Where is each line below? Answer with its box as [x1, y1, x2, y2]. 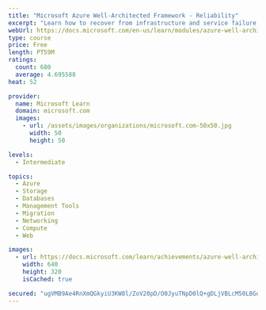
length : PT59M [8, 48, 55, 56]
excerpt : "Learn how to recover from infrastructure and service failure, [8, 19, 260, 27]
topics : [8, 172, 34, 181]
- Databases [15, 195, 55, 203]
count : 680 [15, 63, 51, 71]
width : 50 [28, 129, 62, 137]
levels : [8, 151, 34, 159]
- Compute [15, 224, 47, 232]
